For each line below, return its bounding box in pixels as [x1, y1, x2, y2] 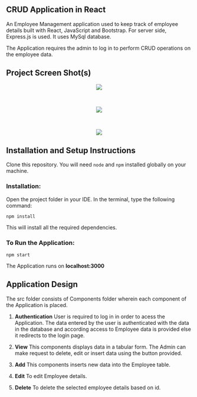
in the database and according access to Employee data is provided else [14, 325, 192, 333]
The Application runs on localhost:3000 [6, 263, 105, 270]
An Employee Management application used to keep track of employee [6, 20, 179, 27]
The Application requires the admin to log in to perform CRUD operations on [6, 44, 191, 51]
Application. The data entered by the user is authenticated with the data [14, 319, 189, 326]
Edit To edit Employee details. [14, 372, 87, 379]
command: [6, 202, 32, 209]
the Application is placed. [6, 301, 68, 308]
